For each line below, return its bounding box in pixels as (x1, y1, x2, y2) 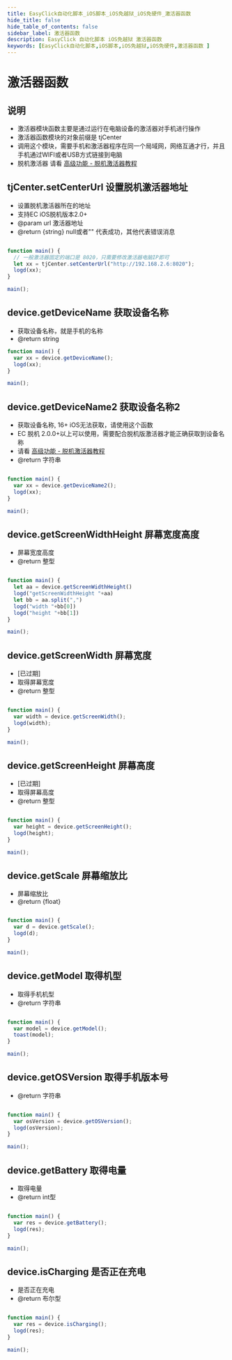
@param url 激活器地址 (17, 219, 84, 227)
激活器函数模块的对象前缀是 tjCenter (17, 133, 122, 141)
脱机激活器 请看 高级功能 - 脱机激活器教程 (17, 159, 137, 167)
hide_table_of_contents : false (7, 23, 98, 30)
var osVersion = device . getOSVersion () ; (13, 1118, 132, 1125)
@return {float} (17, 898, 61, 906)
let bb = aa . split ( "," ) (13, 596, 82, 603)
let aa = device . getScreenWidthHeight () (13, 584, 132, 591)
